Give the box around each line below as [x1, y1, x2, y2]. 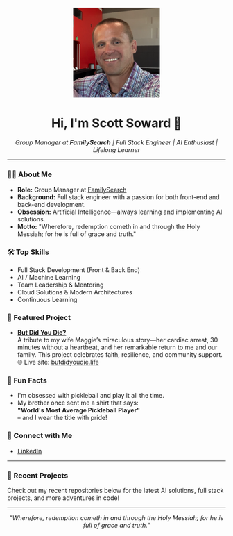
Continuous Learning [17, 295, 78, 303]
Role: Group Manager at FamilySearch [17, 185, 127, 194]
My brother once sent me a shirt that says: [17, 399, 139, 407]
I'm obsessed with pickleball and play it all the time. [17, 392, 164, 400]
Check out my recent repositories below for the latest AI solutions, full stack [7, 487, 224, 494]
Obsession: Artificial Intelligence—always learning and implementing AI [17, 208, 223, 216]
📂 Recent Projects [7, 470, 69, 480]
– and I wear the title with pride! [17, 414, 107, 422]
